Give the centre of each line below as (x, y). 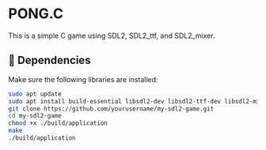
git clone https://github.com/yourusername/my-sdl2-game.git (111, 109)
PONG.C (36, 14)
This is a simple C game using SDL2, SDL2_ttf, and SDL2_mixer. (112, 36)
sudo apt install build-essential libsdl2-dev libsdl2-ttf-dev (115, 101)
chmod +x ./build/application (58, 123)
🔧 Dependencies (49, 60)
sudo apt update (35, 94)
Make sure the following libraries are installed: (83, 79)
